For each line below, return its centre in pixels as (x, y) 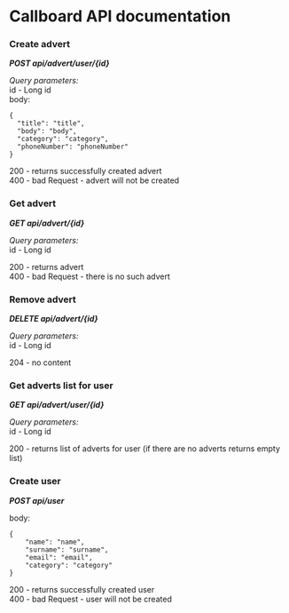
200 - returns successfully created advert (86, 171)
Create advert (40, 44)
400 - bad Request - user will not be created (91, 599)
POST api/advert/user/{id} (59, 63)
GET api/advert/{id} (47, 223)
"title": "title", (51, 123)
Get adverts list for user (61, 386)
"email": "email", (59, 557)
